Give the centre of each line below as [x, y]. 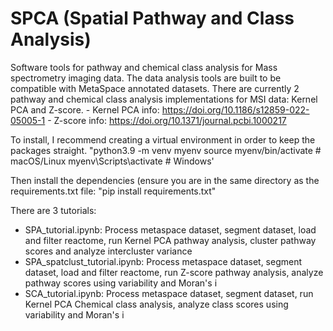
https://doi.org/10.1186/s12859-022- [235, 109]
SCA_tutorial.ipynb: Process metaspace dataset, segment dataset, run [169, 293]
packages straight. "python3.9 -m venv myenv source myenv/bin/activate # [166, 150]
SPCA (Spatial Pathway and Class [152, 18]
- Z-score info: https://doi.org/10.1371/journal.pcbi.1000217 [167, 120]
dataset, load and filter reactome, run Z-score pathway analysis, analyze [174, 272]
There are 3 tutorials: [53, 210]
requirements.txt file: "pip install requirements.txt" [113, 191]
